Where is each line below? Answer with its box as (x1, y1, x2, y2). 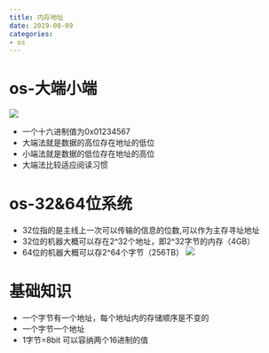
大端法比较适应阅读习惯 (21, 160, 108, 170)
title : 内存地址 (9, 12, 64, 22)
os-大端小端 (9, 79, 98, 98)
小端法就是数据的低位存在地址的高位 (21, 148, 155, 160)
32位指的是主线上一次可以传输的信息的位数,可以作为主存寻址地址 (21, 225, 260, 236)
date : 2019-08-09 (9, 21, 74, 30)
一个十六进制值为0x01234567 (21, 126, 131, 137)
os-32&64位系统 (9, 194, 133, 214)
